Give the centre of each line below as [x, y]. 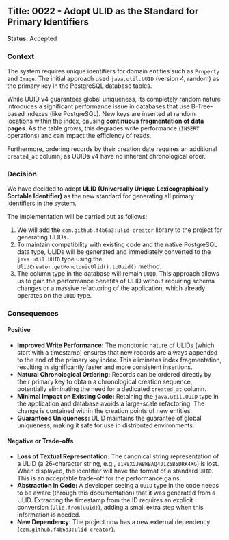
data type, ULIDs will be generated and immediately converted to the [114, 252]
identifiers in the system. [42, 203]
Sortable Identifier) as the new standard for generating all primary [101, 196]
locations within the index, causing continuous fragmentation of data [106, 121]
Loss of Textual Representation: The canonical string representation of [118, 456]
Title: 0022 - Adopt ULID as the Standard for [103, 11]
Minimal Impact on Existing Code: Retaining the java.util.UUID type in [118, 396]
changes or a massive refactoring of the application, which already [111, 288]
